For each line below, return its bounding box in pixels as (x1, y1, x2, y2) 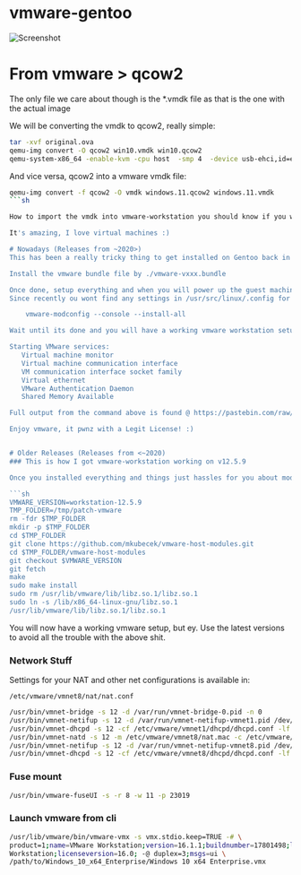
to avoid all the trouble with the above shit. (9, 631, 166, 643)
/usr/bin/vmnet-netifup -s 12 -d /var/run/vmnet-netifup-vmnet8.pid (9, 741, 271, 750)
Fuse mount (9, 770, 63, 783)
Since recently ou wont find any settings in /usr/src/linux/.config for (9, 294, 291, 303)
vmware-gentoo (9, 3, 133, 23)
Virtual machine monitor (21, 351, 115, 360)
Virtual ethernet (21, 376, 87, 385)
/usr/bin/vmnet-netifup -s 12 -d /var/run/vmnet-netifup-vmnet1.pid (9, 715, 271, 724)
